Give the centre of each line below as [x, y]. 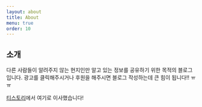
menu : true [20, 23]
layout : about [24, 12]
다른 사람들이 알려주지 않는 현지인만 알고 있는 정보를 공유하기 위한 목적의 [91, 70]
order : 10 [19, 29]
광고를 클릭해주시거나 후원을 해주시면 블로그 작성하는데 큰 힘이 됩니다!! [107, 78]
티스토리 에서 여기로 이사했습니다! [45, 98]
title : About [23, 17]
